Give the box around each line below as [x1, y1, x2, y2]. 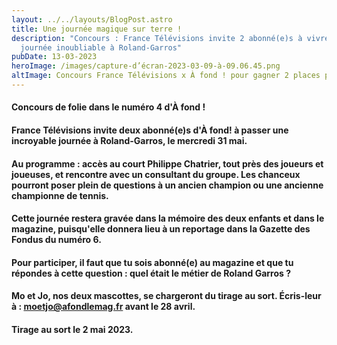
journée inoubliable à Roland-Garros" [20, 42, 183, 53]
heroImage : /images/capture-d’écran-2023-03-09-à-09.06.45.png [11, 61, 281, 71]
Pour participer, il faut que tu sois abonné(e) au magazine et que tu [11, 256, 294, 268]
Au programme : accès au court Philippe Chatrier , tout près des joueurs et [11, 157, 324, 170]
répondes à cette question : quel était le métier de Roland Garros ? [11, 267, 292, 279]
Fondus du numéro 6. [11, 234, 102, 246]
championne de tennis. [11, 189, 109, 201]
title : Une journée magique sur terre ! [11, 24, 183, 34]
